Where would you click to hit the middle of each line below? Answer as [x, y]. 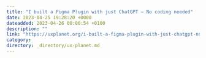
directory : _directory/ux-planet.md [53, 46]
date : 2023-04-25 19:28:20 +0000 [49, 18]
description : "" [27, 29]
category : [19, 40]
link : [13, 34]
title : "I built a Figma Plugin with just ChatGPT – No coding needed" [100, 12]
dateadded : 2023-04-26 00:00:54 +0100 [56, 23]
